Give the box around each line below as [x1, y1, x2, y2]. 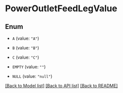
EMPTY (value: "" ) [12, 64, 46, 70]
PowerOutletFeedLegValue [5, 3, 118, 14]
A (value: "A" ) [12, 35, 39, 41]
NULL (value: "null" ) [12, 73, 53, 79]
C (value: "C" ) [12, 54, 39, 60]
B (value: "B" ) [12, 45, 39, 50]
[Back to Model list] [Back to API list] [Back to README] [5, 83, 118, 89]
